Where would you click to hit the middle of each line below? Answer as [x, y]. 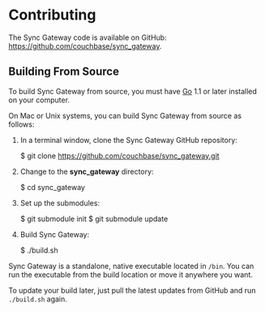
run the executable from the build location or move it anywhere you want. [131, 275]
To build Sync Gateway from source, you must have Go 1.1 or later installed [133, 91]
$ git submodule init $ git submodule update [94, 219]
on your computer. [39, 100]
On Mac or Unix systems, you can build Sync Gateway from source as [125, 115]
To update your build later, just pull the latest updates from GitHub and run [132, 290]
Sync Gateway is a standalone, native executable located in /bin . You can [131, 266]
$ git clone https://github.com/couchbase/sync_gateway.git [120, 155]
